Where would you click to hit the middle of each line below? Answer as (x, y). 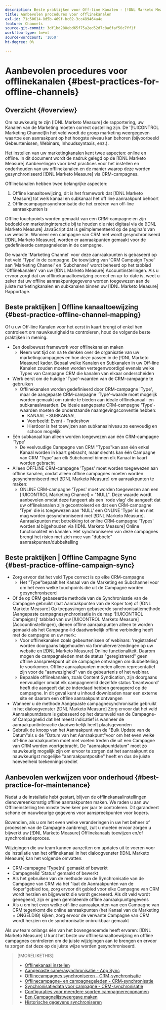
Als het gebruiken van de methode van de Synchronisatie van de (78, 879)
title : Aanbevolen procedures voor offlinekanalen (58, 14)
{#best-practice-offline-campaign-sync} (70, 565)
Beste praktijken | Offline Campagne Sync (71, 557)
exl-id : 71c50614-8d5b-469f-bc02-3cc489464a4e (54, 19)
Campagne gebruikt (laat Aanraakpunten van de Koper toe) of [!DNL (82, 604)
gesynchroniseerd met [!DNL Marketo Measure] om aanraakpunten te (83, 479)
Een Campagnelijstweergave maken (61, 997)
